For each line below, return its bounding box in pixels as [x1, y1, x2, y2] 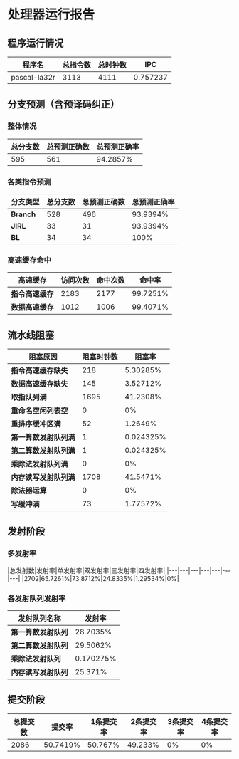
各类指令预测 [7, 177, 52, 187]
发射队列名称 [18, 614, 62, 624]
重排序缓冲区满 [11, 419, 62, 429]
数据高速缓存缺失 [11, 379, 69, 389]
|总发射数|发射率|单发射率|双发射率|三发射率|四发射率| [7, 566, 166, 575]
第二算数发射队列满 [11, 446, 76, 456]
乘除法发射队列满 [11, 459, 69, 469]
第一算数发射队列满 [11, 432, 76, 442]
